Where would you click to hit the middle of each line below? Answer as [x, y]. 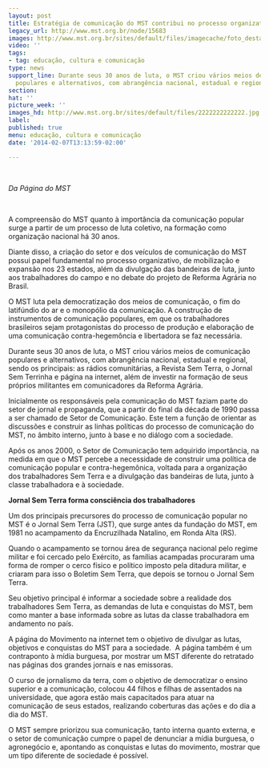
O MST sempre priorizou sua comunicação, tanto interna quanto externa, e [132, 729]
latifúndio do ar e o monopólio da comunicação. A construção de [115, 310]
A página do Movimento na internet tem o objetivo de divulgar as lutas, [125, 639]
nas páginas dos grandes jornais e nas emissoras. [91, 664]
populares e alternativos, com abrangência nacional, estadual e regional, [128, 360]
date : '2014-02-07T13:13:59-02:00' [68, 142]
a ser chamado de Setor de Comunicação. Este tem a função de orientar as [132, 417]
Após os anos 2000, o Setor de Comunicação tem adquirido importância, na [134, 450]
